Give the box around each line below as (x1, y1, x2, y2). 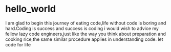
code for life (5, 41, 31, 47)
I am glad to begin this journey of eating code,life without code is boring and (5, 20, 166, 26)
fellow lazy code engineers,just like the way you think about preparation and (5, 31, 166, 37)
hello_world (5, 3, 56, 15)
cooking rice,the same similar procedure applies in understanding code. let (5, 36, 163, 42)
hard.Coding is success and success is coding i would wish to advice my (5, 25, 159, 31)
